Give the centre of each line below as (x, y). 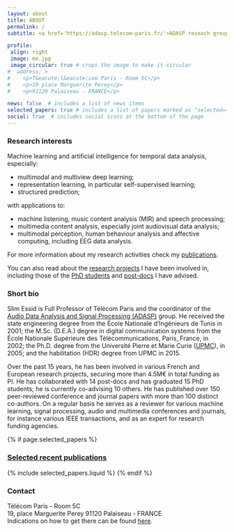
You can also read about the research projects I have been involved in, (108, 268)
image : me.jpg (31, 59)
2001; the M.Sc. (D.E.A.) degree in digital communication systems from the (114, 331)
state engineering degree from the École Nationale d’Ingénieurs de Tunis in (115, 324)
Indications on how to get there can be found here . (80, 521)
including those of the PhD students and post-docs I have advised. (103, 275)
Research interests (40, 141)
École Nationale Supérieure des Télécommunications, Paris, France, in (108, 338)
